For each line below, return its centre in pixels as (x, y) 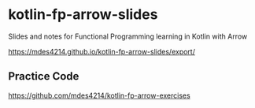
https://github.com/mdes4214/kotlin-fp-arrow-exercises (99, 95)
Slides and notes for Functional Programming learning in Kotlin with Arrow (128, 36)
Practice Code (44, 76)
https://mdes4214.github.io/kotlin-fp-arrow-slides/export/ (102, 51)
